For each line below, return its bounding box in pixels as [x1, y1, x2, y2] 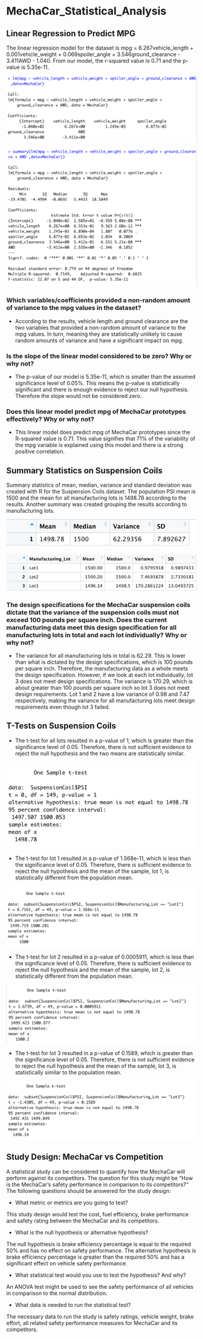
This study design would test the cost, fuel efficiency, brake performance [6, 1210, 189, 1218]
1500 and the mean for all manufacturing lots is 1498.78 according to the [6, 494, 187, 502]
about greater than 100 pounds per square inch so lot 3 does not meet [14, 684, 190, 692]
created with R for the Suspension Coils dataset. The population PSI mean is [6, 488, 196, 495]
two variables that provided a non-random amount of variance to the [14, 324, 186, 331]
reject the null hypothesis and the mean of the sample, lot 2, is [14, 966, 170, 974]
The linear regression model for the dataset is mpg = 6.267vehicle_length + [6, 44, 194, 51]
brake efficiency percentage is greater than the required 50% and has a [6, 1253, 185, 1260]
